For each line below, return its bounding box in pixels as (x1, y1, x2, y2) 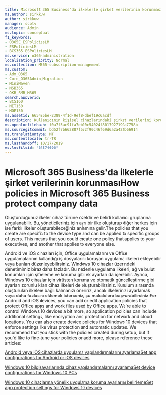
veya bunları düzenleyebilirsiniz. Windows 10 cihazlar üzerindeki (5, 261, 136, 267)
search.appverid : (5, 95, 41, 99)
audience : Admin (5, 26, 39, 31)
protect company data (5, 198, 98, 209)
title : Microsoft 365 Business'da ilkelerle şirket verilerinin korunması (5, 7, 163, 12)
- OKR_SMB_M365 (5, 90, 37, 95)
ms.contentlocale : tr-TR (5, 136, 56, 141)
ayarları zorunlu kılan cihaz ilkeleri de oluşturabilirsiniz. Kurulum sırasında (5, 282, 154, 288)
